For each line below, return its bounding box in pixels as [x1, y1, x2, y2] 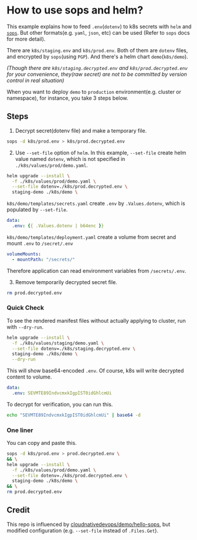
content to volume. [6, 373, 52, 380]
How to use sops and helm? [6, 4, 144, 17]
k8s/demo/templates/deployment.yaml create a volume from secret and [6, 233, 176, 241]
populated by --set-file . [6, 206, 68, 213]
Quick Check [6, 303, 45, 312]
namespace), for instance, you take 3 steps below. [6, 95, 128, 102]
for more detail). [6, 35, 46, 42]
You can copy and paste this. [6, 440, 77, 447]
